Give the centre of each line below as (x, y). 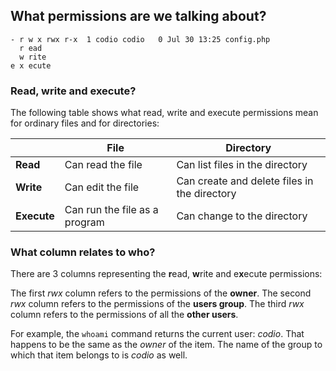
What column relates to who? (83, 252)
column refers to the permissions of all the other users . (124, 315)
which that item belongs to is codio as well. (99, 355)
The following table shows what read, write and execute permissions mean (164, 113)
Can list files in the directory (242, 165)
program (84, 222)
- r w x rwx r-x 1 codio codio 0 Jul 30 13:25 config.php (140, 39)
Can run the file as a (111, 210)
